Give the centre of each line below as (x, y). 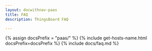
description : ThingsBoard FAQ (37, 19)
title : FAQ (17, 15)
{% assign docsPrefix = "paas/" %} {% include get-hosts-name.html (76, 38)
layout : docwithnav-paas (31, 10)
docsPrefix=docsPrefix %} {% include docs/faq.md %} (62, 43)
